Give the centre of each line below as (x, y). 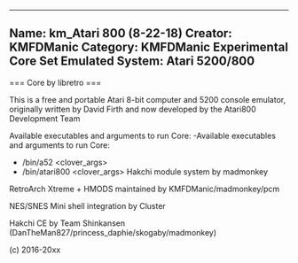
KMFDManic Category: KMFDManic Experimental (149, 47)
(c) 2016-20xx (35, 250)
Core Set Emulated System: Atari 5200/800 (132, 62)
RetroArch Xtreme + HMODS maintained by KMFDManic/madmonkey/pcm (145, 189)
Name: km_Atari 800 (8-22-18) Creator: (121, 33)
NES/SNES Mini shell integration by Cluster (87, 205)
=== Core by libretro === (55, 82)
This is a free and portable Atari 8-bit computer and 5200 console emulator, (148, 99)
